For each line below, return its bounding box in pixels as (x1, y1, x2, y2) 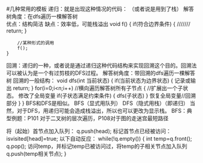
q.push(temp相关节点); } (6, 150, 66, 157)
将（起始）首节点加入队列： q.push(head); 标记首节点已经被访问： (6, 127, 172, 135)
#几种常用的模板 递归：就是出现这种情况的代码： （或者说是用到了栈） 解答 (6, 5, 195, 12)
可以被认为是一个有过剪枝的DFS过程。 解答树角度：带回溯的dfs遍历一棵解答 (6, 69, 196, 77)
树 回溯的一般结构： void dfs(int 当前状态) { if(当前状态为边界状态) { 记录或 (6, 77, 191, 84)
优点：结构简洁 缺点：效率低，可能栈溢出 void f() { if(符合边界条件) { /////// (6, 21, 190, 27)
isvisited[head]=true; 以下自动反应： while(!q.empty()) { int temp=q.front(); (6, 135, 192, 142)
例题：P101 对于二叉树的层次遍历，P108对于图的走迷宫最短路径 (11, 115, 169, 122)
